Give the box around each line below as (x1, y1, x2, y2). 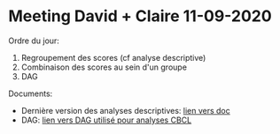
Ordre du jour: (8, 35, 59, 46)
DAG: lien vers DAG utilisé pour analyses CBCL (20, 115, 192, 125)
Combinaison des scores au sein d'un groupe (20, 62, 188, 72)
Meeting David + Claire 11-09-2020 (8, 6, 272, 26)
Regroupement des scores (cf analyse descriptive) (20, 52, 206, 63)
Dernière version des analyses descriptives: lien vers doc (20, 105, 231, 115)
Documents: (8, 88, 53, 99)
